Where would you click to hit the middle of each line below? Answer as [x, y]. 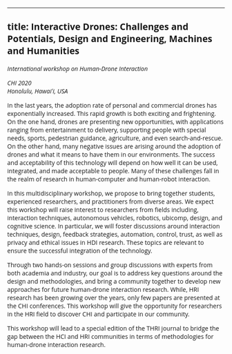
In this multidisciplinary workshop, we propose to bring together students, [111, 193]
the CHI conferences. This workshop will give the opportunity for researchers [115, 306]
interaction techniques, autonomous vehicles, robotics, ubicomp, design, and [115, 218]
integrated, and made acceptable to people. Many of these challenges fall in [113, 171]
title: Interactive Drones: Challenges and [98, 27]
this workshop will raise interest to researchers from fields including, [103, 209]
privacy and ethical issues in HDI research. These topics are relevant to [106, 242]
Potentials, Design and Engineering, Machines [110, 39]
